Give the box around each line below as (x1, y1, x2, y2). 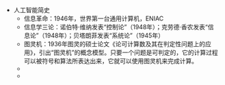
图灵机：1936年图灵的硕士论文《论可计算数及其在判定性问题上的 (23, 40, 206, 48)
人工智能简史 (13, 6, 50, 14)
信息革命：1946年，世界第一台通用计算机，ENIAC (23, 14, 164, 22)
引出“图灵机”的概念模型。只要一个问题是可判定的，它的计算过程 (38, 48, 218, 56)
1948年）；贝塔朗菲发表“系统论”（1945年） (44, 31, 164, 39)
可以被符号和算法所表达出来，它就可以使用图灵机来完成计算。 (23, 57, 198, 65)
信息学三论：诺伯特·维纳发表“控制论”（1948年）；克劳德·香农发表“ (23, 23, 209, 31)
